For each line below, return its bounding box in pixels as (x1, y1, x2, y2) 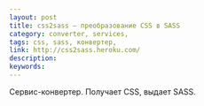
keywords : (9, 63, 46, 72)
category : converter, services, (9, 29, 129, 38)
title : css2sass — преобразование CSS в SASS (9, 21, 180, 30)
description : (9, 54, 58, 63)
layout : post (9, 12, 58, 22)
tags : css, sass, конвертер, (9, 37, 117, 47)
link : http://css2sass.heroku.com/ (9, 46, 141, 55)
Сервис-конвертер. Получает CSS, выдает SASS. (9, 86, 197, 97)
